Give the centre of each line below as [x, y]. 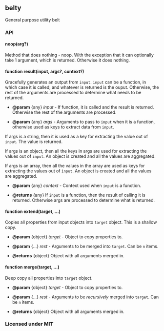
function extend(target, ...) [33, 211]
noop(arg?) [17, 44]
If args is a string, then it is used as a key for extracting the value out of [76, 137]
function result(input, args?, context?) [45, 71]
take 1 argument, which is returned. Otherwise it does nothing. [68, 60]
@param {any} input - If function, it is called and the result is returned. [83, 107]
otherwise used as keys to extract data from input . [63, 127]
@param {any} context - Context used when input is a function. [77, 186]
